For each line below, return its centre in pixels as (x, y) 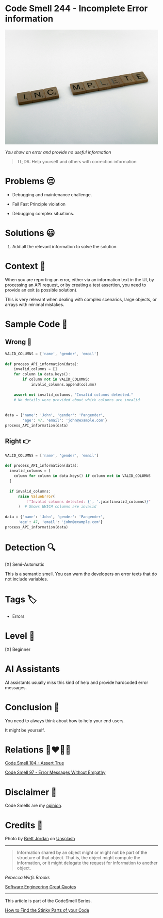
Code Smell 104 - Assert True (34, 763)
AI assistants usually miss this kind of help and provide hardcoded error (77, 682)
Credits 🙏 (24, 825)
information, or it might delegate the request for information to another (87, 863)
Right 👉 (18, 441)
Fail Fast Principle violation (39, 204)
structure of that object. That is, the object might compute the (79, 858)
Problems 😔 (30, 181)
